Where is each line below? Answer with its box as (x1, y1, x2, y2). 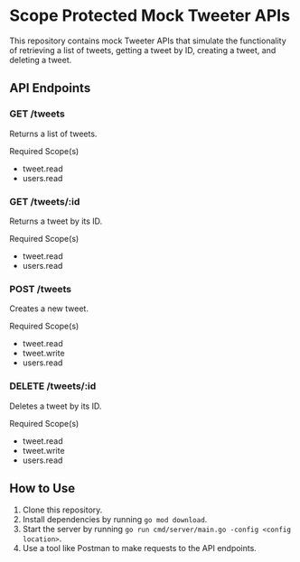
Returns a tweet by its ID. (9, 216, 103, 226)
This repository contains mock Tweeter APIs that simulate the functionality (9, 35, 286, 46)
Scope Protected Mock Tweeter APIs (9, 5, 291, 26)
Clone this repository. (22, 504, 103, 515)
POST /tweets (9, 282, 72, 295)
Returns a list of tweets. (9, 128, 98, 139)
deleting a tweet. (9, 54, 72, 65)
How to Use (9, 480, 76, 496)
